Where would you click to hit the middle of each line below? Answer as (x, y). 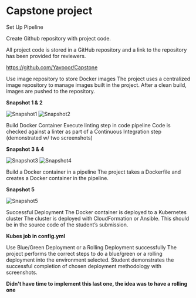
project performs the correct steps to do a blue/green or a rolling (84, 253)
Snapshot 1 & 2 (24, 102)
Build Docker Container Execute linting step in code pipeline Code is (89, 125)
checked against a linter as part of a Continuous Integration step (84, 131)
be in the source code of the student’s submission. (67, 225)
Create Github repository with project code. (59, 38)
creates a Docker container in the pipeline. (57, 178)
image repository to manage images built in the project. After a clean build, (96, 85)
